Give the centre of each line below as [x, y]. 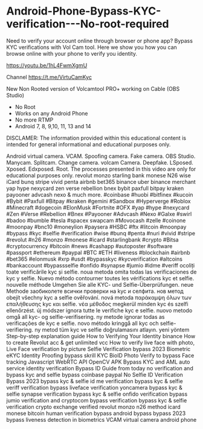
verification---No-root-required [88, 24]
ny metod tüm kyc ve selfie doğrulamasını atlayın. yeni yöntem [112, 329]
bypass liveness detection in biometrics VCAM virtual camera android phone [101, 419]
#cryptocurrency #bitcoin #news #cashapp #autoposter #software [89, 246]
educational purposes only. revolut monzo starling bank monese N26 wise [99, 175]
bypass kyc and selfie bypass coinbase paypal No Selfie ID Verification [95, 375]
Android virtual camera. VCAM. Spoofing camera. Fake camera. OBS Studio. [101, 156]
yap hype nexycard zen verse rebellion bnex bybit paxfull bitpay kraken [95, 188]
